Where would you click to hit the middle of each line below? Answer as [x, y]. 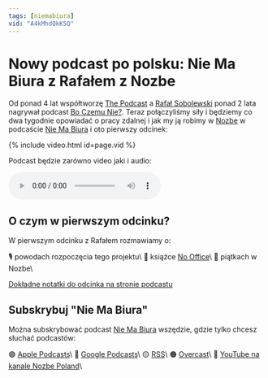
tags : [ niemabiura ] [41, 16]
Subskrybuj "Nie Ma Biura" [78, 310]
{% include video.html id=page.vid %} [72, 145]
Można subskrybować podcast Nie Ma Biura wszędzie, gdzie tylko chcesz [133, 329]
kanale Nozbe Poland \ [45, 366]
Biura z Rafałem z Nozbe [92, 81]
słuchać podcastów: [42, 338]
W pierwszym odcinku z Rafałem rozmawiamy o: [90, 241]
